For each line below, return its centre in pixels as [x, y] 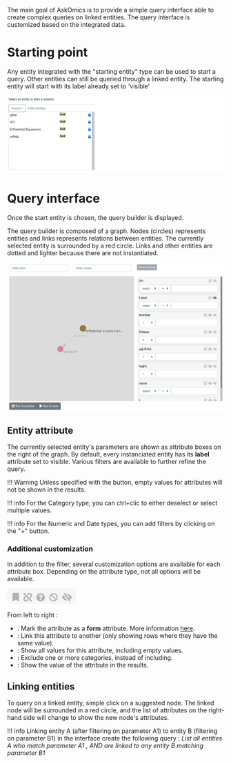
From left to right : [33, 615]
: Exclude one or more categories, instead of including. [95, 657]
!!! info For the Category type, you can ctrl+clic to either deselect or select [112, 503]
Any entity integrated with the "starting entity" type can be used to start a [111, 71]
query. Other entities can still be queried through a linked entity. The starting [115, 79]
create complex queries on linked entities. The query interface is [99, 17]
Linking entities [41, 686]
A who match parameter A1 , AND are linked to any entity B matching [105, 746]
